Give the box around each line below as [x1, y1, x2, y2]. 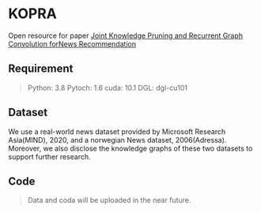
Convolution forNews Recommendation [8, 39, 137, 48]
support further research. [8, 151, 91, 162]
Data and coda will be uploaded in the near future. [27, 195, 191, 205]
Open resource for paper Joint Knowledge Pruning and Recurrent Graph [8, 31, 244, 40]
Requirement [8, 62, 74, 76]
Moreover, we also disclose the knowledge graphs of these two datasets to [8, 143, 253, 153]
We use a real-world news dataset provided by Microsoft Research [8, 127, 226, 136]
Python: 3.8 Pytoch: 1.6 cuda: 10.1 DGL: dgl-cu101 [27, 83, 188, 92]
